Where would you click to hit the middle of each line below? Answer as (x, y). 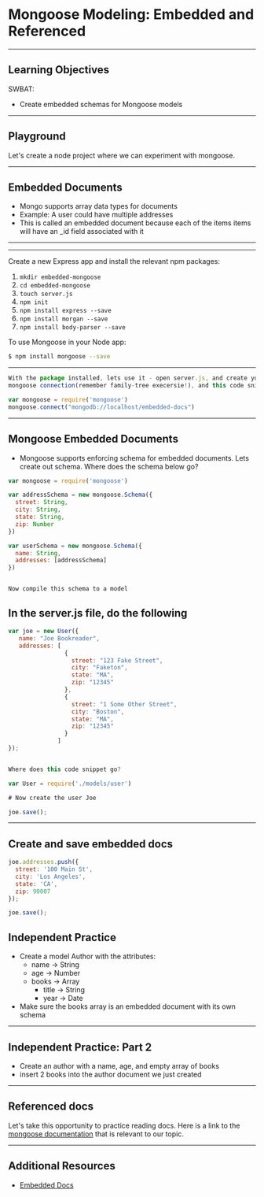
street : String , (42, 502)
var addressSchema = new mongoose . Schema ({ (81, 495)
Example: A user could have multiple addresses (96, 215)
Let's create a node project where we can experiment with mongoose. (122, 155)
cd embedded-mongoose (55, 286)
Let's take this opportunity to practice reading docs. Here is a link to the (124, 1125)
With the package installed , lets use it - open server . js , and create (128, 378)
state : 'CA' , (37, 884)
